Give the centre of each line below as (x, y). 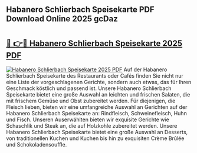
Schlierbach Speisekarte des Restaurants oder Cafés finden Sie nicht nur (95, 76)
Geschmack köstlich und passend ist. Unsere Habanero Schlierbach (89, 88)
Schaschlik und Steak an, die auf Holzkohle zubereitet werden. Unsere (92, 126)
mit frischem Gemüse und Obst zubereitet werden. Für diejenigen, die (91, 101)
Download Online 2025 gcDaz (62, 19)
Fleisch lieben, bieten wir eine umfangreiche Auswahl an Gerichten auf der (97, 107)
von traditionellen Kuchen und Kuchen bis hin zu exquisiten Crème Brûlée (95, 138)
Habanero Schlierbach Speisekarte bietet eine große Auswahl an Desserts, (97, 132)
